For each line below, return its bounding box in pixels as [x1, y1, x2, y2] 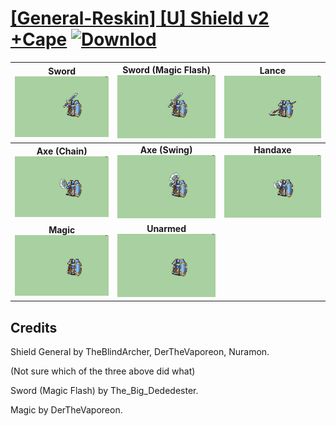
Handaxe [253, 143, 292, 156]
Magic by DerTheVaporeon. [10, 403, 123, 416]
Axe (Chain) [36, 145, 88, 157]
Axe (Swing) [139, 143, 193, 156]
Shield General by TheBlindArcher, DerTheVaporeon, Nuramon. [10, 345, 270, 357]
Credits [10, 319, 58, 336]
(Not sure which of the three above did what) [10, 365, 196, 377]
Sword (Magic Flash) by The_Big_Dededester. [10, 384, 199, 396]
